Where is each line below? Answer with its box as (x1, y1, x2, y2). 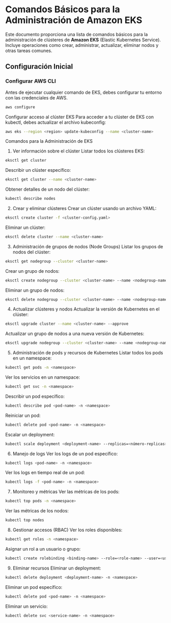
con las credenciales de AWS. (5, 94, 68, 100)
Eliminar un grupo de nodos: (5, 287, 65, 293)
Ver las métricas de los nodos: (5, 508, 69, 514)
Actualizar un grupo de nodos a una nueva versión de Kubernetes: (5, 330, 145, 337)
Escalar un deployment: (5, 431, 55, 437)
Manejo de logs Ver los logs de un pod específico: (12, 450, 118, 457)
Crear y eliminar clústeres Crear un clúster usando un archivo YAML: (12, 205, 157, 211)
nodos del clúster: (12, 249, 51, 255)
